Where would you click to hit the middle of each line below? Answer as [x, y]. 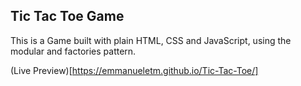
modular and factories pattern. [73, 51]
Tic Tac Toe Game [67, 16]
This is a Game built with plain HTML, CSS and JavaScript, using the [151, 40]
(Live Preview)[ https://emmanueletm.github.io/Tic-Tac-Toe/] [134, 70]
